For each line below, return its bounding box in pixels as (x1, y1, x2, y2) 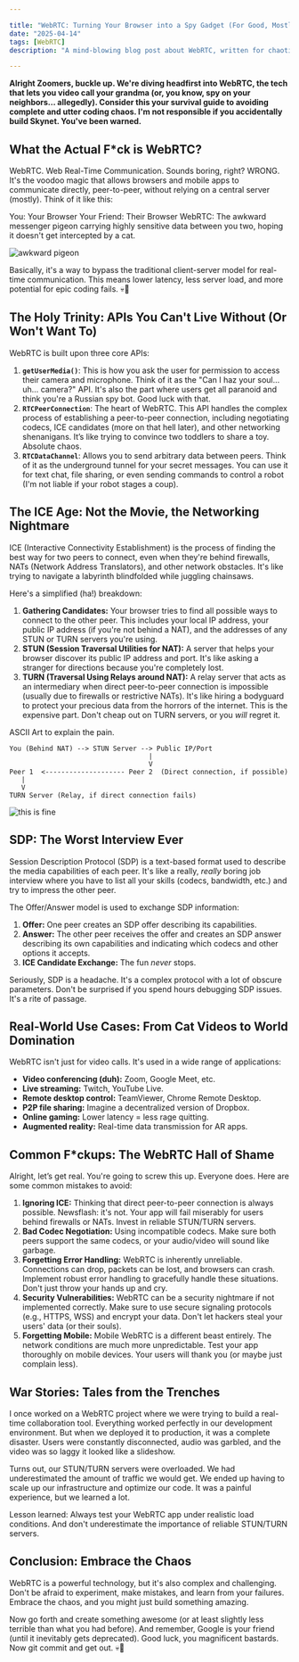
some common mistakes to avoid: (9, 1180, 133, 1191)
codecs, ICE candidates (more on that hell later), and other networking (21, 421, 280, 433)
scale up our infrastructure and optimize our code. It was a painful (9, 1482, 252, 1492)
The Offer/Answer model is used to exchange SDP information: (9, 902, 239, 913)
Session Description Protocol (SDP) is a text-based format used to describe (9, 856, 287, 866)
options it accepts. (21, 947, 91, 958)
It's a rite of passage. (9, 993, 87, 1004)
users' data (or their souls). (21, 1321, 122, 1332)
